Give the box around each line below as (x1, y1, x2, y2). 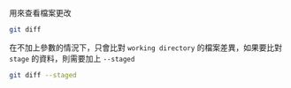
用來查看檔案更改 (9, 8, 72, 18)
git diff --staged (9, 70, 77, 79)
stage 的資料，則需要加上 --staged (9, 53, 135, 63)
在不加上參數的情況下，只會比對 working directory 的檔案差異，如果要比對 (9, 42, 283, 53)
